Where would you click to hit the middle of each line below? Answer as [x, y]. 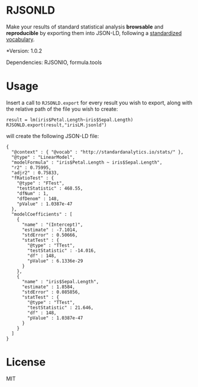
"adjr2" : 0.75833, [35, 172]
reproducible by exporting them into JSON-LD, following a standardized [94, 33]
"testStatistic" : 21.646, [61, 308]
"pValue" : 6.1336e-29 [55, 261]
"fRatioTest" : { [33, 178]
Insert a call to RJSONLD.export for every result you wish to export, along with [99, 103]
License [26, 362]
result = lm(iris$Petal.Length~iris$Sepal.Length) [70, 120]
